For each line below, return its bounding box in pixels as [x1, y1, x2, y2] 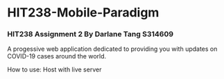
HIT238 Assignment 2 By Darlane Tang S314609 [7, 30, 174, 39]
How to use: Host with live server [7, 65, 102, 74]
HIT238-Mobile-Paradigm [7, 5, 160, 21]
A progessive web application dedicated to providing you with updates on [7, 45, 218, 53]
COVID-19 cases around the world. [7, 52, 107, 60]
